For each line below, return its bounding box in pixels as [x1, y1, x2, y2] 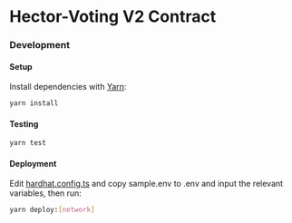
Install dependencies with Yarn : [9, 82, 127, 92]
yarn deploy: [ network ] [9, 206, 95, 215]
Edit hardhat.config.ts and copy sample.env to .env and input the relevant [9, 179, 284, 189]
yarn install [9, 99, 59, 108]
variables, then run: [9, 188, 82, 199]
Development [9, 39, 71, 52]
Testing [9, 118, 39, 129]
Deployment [9, 158, 57, 169]
